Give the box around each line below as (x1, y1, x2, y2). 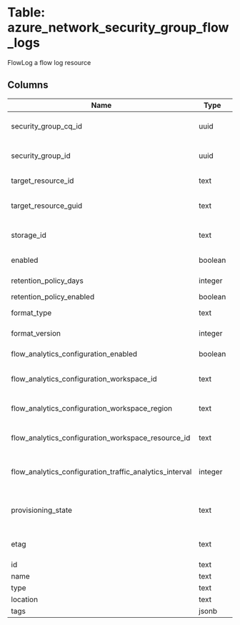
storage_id (11, 230, 46, 240)
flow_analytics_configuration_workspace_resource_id (11, 433, 191, 443)
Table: (7, 4, 46, 21)
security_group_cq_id (11, 121, 83, 131)
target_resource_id (11, 176, 74, 186)
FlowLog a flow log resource (7, 58, 91, 66)
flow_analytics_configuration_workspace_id (11, 374, 157, 384)
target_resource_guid (11, 201, 83, 211)
